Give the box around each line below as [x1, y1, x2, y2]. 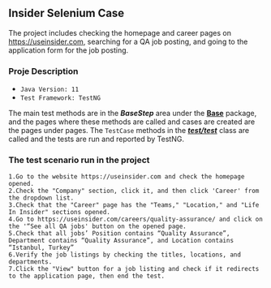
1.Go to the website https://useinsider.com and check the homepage [8, 173, 245, 181]
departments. [8, 258, 53, 266]
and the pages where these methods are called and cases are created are [8, 117, 256, 127]
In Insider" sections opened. [8, 208, 111, 217]
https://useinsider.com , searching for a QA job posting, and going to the [8, 37, 248, 46]
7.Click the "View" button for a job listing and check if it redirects [8, 265, 260, 273]
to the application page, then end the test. [8, 272, 165, 281]
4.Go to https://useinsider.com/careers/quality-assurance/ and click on [8, 215, 264, 224]
